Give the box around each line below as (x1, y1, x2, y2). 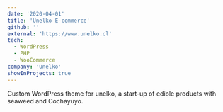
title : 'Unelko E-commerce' (7, 17, 91, 24)
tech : (7, 37, 23, 44)
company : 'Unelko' (7, 63, 62, 70)
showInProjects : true (7, 69, 72, 77)
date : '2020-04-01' (7, 10, 65, 18)
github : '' (7, 23, 40, 30)
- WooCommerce (13, 57, 55, 64)
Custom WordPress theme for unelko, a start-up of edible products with (7, 89, 217, 98)
